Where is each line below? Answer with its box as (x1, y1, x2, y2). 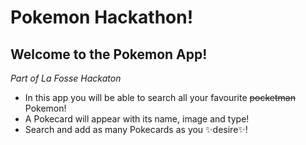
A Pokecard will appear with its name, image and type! (24, 113, 250, 125)
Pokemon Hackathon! (10, 6, 194, 29)
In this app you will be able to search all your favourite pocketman (24, 92, 296, 103)
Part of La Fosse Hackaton (10, 72, 122, 84)
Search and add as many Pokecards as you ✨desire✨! (24, 124, 248, 135)
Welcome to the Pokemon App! (10, 46, 208, 63)
